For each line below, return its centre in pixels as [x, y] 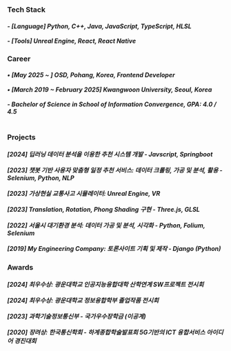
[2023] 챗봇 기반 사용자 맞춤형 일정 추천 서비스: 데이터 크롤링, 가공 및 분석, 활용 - [115, 170]
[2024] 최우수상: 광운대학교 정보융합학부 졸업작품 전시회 [83, 301]
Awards [20, 267]
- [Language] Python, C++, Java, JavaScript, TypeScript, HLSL [99, 26]
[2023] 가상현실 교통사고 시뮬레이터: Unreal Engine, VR [84, 194]
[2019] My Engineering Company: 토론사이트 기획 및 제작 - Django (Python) [114, 249]
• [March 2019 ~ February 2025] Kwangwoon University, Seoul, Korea [110, 90]
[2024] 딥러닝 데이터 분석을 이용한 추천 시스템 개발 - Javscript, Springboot [110, 154]
